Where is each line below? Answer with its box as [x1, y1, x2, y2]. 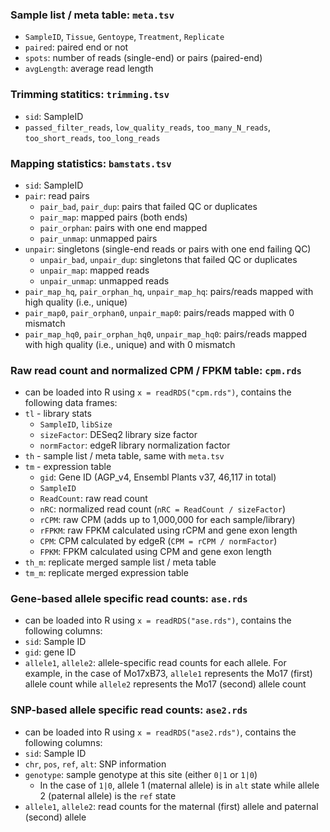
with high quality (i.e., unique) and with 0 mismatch [24, 338, 236, 350]
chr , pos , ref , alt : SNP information [24, 758, 167, 770]
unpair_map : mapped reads [39, 264, 150, 276]
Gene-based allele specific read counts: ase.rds [10, 592, 248, 606]
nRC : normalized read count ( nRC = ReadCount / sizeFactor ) [39, 503, 287, 515]
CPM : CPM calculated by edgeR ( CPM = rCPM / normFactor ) [39, 535, 278, 547]
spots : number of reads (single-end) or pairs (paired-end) [24, 52, 263, 64]
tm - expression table [24, 461, 112, 473]
